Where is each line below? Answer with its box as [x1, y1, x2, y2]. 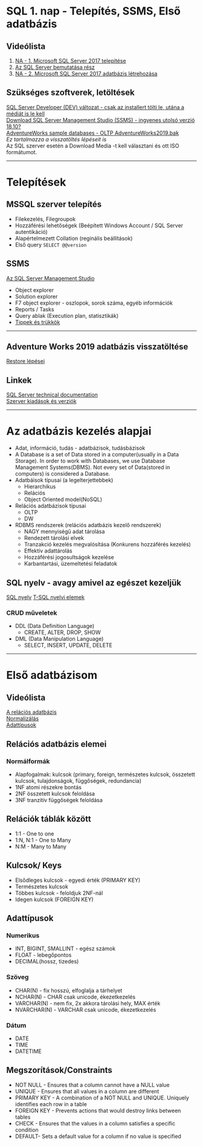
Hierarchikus [24, 483, 56, 490]
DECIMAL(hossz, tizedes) [14, 958, 79, 965]
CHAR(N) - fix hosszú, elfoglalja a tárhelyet [14, 986, 123, 994]
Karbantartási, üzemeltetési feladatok [24, 560, 118, 568]
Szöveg [6, 973, 29, 982]
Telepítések [6, 175, 66, 189]
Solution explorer [14, 293, 58, 300]
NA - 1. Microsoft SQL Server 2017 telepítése [14, 57, 126, 64]
